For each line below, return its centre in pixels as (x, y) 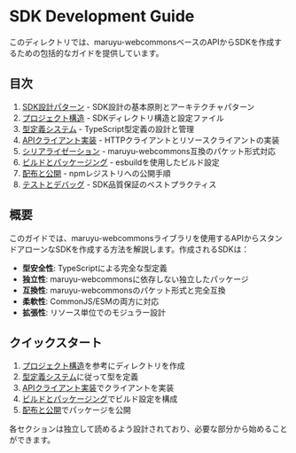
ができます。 (32, 440)
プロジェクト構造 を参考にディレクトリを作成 (103, 366)
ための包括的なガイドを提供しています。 (90, 53)
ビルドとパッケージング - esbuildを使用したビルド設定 (121, 162)
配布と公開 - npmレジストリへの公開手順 (96, 173)
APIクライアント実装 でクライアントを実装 (98, 388)
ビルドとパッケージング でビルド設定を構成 (100, 399)
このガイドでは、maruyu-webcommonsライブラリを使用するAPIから (134, 238)
